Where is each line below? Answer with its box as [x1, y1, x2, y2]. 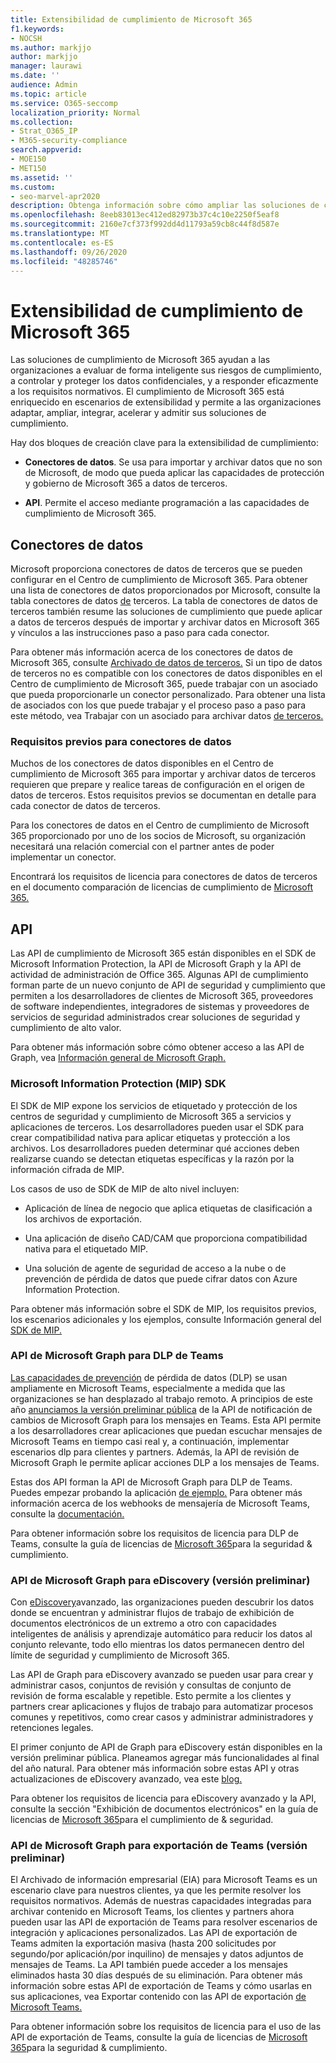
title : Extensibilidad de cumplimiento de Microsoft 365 [10, 14, 253, 25]
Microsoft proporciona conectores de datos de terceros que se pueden [10, 563, 303, 575]
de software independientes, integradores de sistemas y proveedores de [10, 1001, 310, 1013]
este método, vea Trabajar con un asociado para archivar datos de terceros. [10, 710, 324, 722]
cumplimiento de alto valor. [10, 1022, 122, 1034]
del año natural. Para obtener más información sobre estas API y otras [10, 1762, 300, 1775]
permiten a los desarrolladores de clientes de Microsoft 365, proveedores [10, 990, 314, 1002]
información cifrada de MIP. [10, 1163, 125, 1175]
